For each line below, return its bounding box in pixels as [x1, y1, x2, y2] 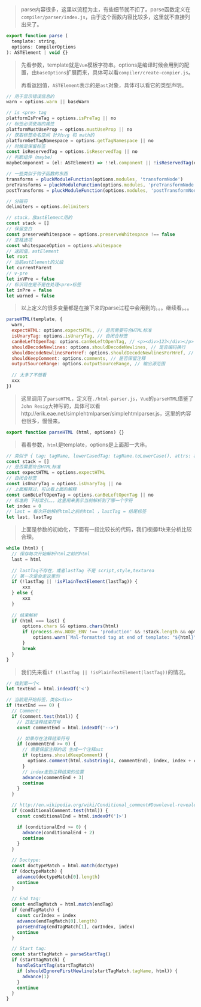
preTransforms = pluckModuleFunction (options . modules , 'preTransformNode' [6, 182, 197, 188]
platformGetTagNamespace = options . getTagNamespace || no [6, 137, 154, 143]
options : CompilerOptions [11, 44, 77, 50]
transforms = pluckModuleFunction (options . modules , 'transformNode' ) [6, 176, 184, 182]
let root [6, 254, 28, 260]
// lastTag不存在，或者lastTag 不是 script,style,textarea [11, 567, 154, 573]
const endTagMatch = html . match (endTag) [11, 901, 114, 907]
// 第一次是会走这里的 [11, 573, 60, 579]
